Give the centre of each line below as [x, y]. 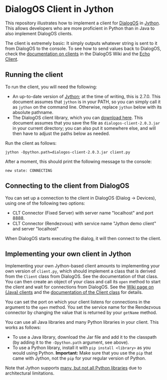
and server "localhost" [35, 229]
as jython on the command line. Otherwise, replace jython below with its [87, 107]
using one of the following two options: [45, 203]
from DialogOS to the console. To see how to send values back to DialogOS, [83, 48]
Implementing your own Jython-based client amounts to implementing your [83, 266]
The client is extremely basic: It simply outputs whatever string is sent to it [81, 43]
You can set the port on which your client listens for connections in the [78, 302]
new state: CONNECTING [29, 170]
